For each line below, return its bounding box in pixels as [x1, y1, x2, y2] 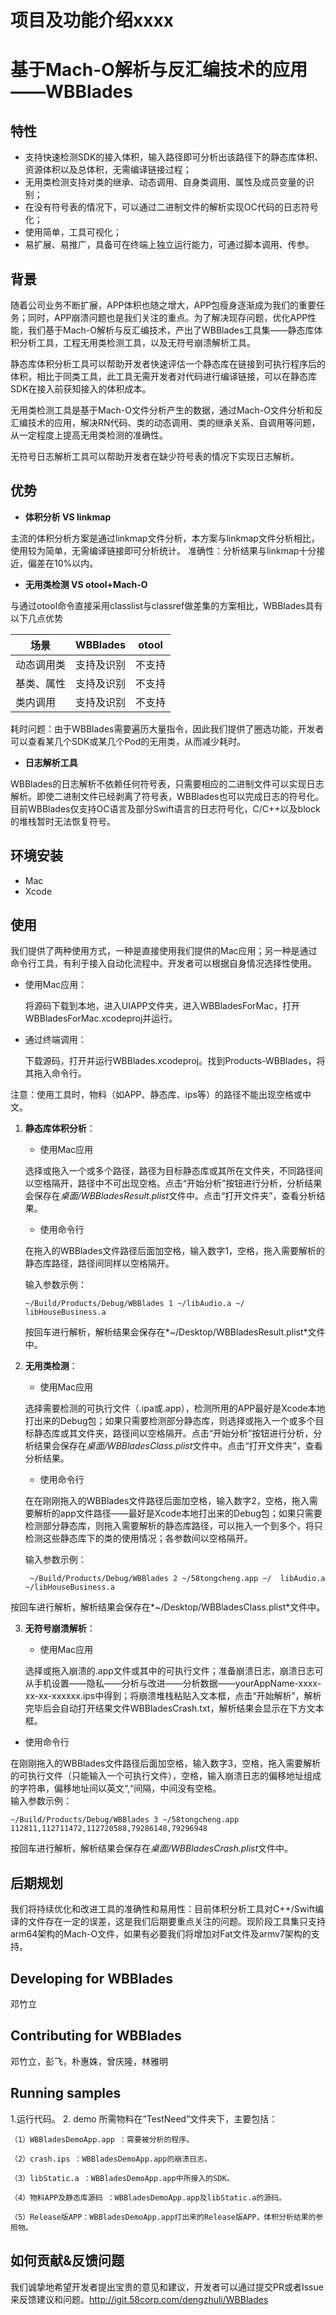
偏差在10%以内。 [27, 557, 99, 569]
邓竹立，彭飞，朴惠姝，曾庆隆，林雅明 [10, 2055, 168, 2067]
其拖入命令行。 [24, 1067, 87, 1080]
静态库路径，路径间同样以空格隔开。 [24, 1257, 175, 1270]
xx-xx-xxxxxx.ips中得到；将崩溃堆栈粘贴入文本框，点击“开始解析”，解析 [24, 1690, 322, 1702]
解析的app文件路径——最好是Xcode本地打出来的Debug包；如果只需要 [33, 1507, 323, 1520]
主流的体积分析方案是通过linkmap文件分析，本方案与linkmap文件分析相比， [10, 532, 320, 544]
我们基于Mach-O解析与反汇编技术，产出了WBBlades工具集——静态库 [27, 324, 315, 336]
